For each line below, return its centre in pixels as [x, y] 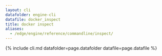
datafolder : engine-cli [31, 15]
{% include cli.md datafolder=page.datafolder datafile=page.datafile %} [81, 48]
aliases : [15, 29]
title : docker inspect [29, 24]
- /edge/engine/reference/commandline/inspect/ [62, 34]
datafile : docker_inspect [33, 19]
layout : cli [18, 10]
